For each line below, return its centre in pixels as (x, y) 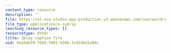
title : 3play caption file (34, 38)
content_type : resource (31, 10)
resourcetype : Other (27, 33)
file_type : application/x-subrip (41, 24)
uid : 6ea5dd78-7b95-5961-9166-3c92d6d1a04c (52, 43)
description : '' (22, 15)
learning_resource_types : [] (36, 29)
